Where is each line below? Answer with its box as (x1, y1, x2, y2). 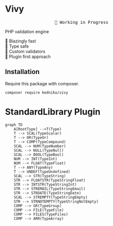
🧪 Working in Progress (54, 19, 109, 25)
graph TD (5, 122, 23, 127)
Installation (5, 68, 40, 76)
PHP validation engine (5, 28, 49, 35)
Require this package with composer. (5, 80, 79, 86)
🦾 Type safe (5, 43, 29, 49)
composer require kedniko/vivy (5, 90, 68, 95)
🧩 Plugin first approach (5, 54, 51, 59)
